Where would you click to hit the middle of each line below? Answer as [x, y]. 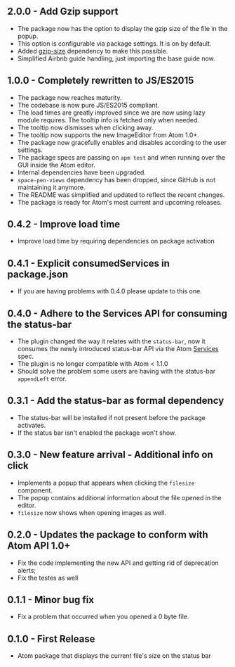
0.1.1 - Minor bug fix [51, 600]
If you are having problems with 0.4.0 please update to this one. [109, 291]
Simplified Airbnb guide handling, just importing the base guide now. [116, 58]
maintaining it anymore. [51, 187]
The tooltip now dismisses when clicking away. [85, 127]
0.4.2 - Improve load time [64, 224]
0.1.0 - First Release [51, 639]
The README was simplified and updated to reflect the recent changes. [121, 195]
